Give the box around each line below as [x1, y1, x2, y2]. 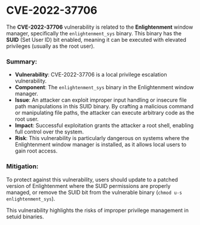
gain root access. [14, 147, 58, 154]
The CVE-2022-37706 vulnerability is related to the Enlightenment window [6, 23, 193, 31]
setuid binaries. [6, 213, 44, 220]
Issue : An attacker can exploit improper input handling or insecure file [14, 96, 187, 104]
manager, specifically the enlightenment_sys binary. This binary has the [6, 29, 182, 37]
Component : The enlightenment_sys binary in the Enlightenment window [14, 84, 194, 91]
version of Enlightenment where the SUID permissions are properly [6, 182, 171, 189]
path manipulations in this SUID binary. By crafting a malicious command [14, 103, 194, 110]
